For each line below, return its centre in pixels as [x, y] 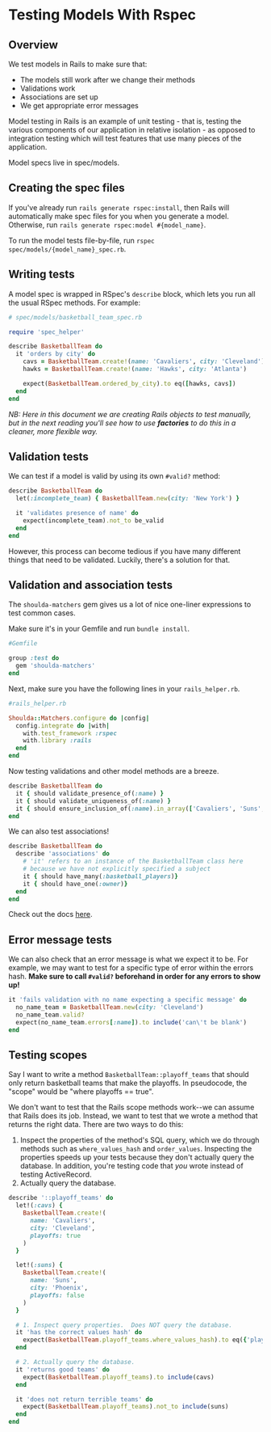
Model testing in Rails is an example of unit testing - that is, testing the [125, 121]
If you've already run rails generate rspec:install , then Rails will [119, 207]
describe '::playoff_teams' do [61, 1198]
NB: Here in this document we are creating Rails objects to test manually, [130, 414]
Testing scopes [48, 1055]
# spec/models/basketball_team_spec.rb [75, 317]
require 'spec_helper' [46, 332]
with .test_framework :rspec [70, 733]
